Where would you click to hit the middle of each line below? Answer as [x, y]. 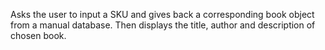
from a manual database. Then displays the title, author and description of [163, 25]
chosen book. [38, 35]
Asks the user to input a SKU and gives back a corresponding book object [162, 14]
